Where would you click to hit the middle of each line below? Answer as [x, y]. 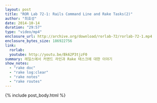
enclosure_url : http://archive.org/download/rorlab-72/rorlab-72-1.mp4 [78, 37]
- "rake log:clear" [29, 73]
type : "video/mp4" [23, 32]
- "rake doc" [22, 68]
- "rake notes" [25, 77]
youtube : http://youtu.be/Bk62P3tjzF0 [49, 54]
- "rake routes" [26, 81]
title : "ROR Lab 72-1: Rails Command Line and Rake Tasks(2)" [69, 14]
